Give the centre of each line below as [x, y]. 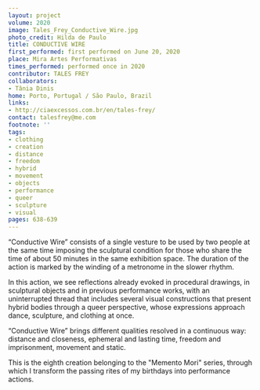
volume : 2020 [29, 23]
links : [19, 103]
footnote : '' [29, 125]
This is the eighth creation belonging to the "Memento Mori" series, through [130, 363]
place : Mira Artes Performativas [63, 60]
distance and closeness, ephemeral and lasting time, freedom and [115, 339]
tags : [17, 132]
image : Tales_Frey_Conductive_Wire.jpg [73, 30]
